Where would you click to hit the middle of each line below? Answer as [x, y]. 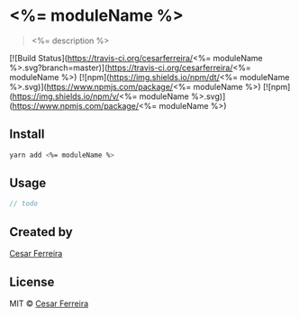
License [32, 281]
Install [27, 135]
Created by [41, 232]
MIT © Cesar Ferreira [49, 303]
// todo [24, 204]
